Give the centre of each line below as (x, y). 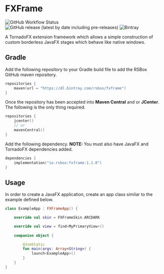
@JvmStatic (34, 244)
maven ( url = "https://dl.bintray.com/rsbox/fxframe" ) (70, 88)
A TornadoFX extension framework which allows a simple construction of (79, 37)
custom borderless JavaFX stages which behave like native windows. (75, 42)
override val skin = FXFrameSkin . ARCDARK (57, 218)
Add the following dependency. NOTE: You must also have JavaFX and (77, 144)
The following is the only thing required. (45, 107)
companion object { (34, 235)
